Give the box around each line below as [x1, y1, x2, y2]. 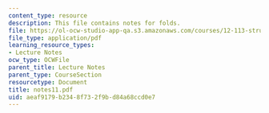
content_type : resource [8, 11, 88, 20]
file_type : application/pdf [8, 33, 102, 42]
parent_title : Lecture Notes [8, 64, 106, 72]
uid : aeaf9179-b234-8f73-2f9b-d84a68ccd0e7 [8, 93, 156, 101]
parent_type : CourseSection [8, 71, 102, 79]
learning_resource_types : [8, 41, 94, 49]
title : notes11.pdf [8, 85, 74, 94]
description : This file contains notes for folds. [8, 19, 181, 27]
